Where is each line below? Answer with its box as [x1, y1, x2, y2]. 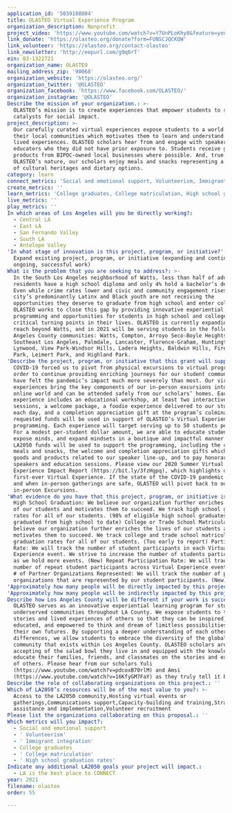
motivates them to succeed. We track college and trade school [13, 531, 199, 539]
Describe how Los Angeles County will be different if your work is [7, 596, 209, 603]
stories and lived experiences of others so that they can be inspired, [13, 616, 227, 623]
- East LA [13, 222, 41, 229]
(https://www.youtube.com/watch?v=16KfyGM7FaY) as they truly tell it [13, 673, 221, 680]
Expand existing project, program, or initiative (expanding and [13, 255, 206, 262]
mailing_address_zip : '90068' [7, 68, 95, 75]
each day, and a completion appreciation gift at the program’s [13, 409, 202, 416]
